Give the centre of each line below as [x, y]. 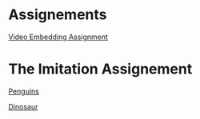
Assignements [58, 15]
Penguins [24, 91]
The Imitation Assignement [100, 69]
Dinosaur [23, 106]
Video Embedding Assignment [58, 37]
